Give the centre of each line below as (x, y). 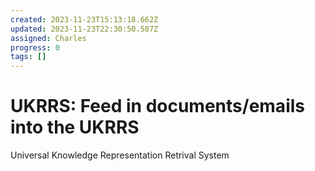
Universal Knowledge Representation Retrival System (120, 155)
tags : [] (28, 57)
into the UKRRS (75, 127)
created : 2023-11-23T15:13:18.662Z (84, 19)
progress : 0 (35, 47)
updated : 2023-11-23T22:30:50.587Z (84, 29)
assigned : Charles (48, 38)
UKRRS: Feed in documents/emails (157, 106)
